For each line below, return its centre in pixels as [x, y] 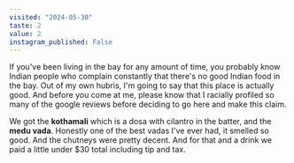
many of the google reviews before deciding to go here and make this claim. [148, 104]
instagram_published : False [61, 42]
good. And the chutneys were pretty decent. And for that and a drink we [141, 140]
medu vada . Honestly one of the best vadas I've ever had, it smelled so [139, 131]
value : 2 [25, 33]
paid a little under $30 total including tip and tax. [97, 150]
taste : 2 [25, 26]
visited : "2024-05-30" [51, 17]
